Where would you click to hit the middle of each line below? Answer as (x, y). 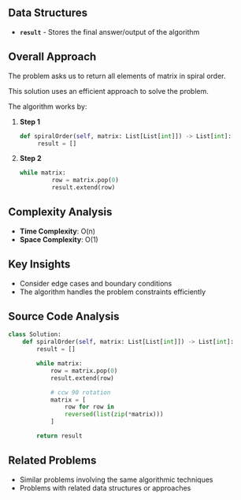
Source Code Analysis (64, 317)
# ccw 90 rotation (80, 392)
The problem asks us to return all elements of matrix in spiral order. (117, 76)
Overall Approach (52, 57)
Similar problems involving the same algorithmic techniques (116, 479)
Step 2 (30, 159)
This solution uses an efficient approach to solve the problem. (108, 91)
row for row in (89, 407)
